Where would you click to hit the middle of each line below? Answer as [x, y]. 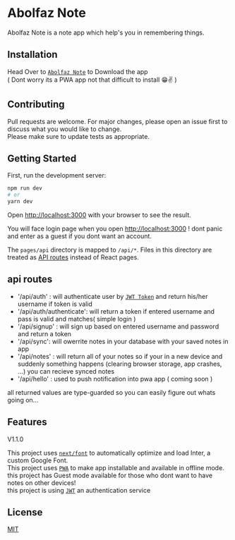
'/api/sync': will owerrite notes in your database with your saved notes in [123, 341]
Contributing [36, 105]
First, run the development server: [57, 176]
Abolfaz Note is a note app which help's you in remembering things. [106, 32]
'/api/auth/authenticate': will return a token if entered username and [116, 311]
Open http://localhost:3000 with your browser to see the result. [100, 215]
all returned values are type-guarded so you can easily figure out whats [112, 392]
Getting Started [42, 158]
